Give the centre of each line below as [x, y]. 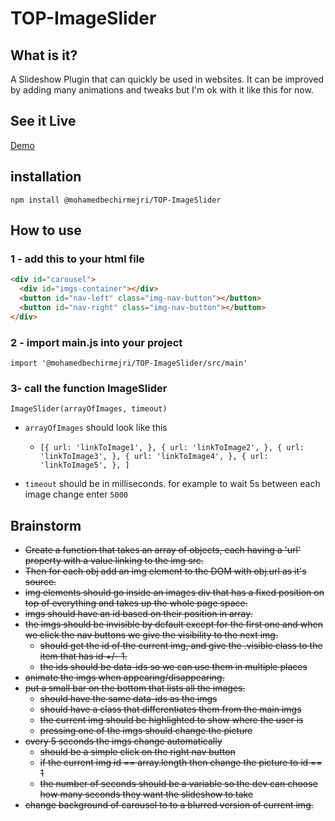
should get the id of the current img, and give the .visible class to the [181, 646]
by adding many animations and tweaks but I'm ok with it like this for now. [162, 90]
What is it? [44, 55]
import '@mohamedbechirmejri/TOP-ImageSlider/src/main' [129, 363]
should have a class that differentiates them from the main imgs [170, 709]
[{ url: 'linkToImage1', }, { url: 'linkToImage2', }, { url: [172, 448]
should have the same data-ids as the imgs [128, 699]
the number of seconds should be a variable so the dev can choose [178, 784]
